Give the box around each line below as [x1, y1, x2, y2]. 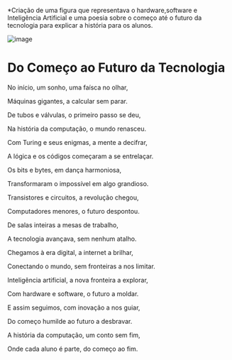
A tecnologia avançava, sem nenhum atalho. [7, 234, 137, 243]
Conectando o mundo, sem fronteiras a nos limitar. [7, 262, 156, 271]
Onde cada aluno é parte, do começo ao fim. [7, 344, 138, 353]
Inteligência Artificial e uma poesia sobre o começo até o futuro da [7, 13, 202, 22]
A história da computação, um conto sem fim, [7, 330, 140, 339]
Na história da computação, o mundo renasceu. [7, 124, 147, 133]
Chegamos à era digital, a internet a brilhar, [7, 248, 133, 256]
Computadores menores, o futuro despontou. [7, 207, 140, 215]
